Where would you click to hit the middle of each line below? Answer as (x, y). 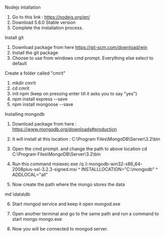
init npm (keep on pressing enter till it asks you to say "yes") (74, 94)
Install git (14, 38)
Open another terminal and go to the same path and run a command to (86, 214)
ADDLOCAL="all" (30, 174)
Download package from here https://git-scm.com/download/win (79, 47)
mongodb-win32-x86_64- (116, 164)
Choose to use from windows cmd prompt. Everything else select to (82, 58)
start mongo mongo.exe (37, 219)
